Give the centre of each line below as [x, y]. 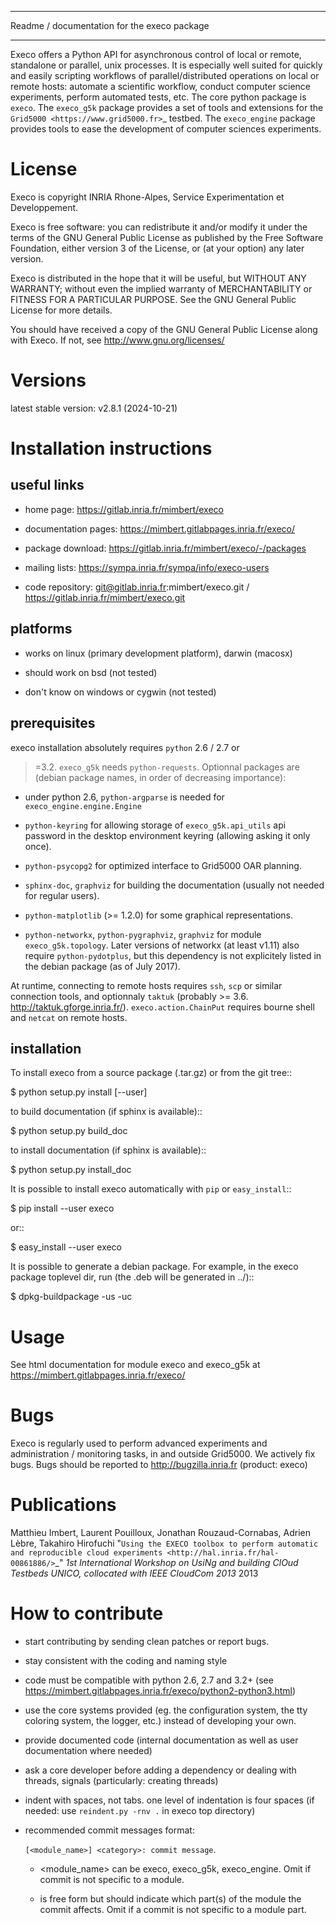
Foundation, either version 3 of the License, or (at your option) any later [157, 248]
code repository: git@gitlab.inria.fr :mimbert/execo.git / [137, 587]
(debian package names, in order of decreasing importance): [160, 777]
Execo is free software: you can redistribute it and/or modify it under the [159, 227]
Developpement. [44, 207]
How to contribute [87, 1613]
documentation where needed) [88, 1751]
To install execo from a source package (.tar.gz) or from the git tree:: [151, 1073]
